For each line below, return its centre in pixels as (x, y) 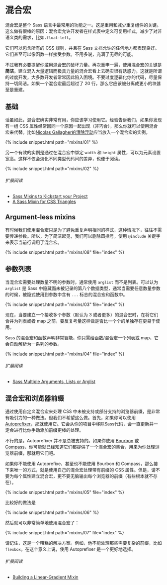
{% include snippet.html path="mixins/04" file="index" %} (65, 354)
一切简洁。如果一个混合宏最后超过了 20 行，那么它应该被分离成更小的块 (83, 83)
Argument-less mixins (41, 217)
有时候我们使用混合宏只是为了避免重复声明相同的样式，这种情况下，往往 (79, 230)
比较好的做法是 (20, 502)
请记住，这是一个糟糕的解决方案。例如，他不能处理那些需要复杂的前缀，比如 (83, 543)
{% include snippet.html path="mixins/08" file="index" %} (65, 252)
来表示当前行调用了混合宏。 (34, 242)
